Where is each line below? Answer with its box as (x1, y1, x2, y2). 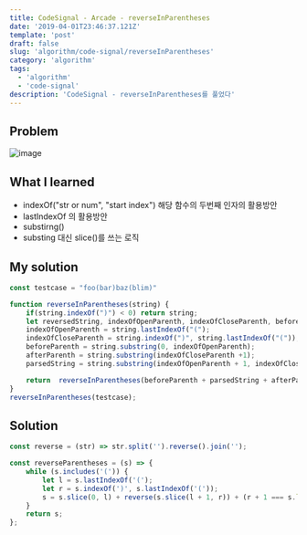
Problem (9, 123, 59, 139)
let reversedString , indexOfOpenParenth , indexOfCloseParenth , (26, 317, 272, 326)
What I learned (9, 174, 95, 190)
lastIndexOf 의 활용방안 (22, 211, 108, 222)
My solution (9, 259, 79, 275)
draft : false (9, 38, 59, 48)
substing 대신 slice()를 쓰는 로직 (22, 232, 140, 243)
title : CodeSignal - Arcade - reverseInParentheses (9, 13, 210, 23)
